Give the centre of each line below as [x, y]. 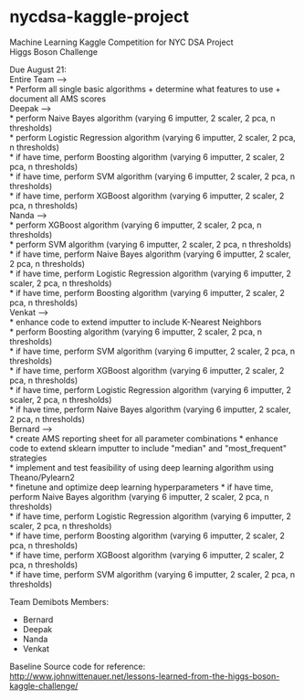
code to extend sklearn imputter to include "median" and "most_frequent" [148, 448]
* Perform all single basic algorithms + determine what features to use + [145, 89]
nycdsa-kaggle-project [100, 17]
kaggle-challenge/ [44, 685]
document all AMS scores [58, 99]
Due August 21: [38, 69]
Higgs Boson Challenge [54, 51]
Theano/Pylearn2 [42, 477]
